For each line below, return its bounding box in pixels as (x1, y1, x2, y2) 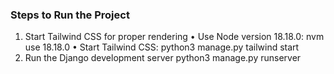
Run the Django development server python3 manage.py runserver (24, 52, 302, 64)
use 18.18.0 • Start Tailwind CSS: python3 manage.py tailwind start (24, 41, 300, 53)
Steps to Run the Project (10, 8, 130, 22)
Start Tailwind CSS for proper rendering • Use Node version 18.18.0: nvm (24, 31, 325, 43)
